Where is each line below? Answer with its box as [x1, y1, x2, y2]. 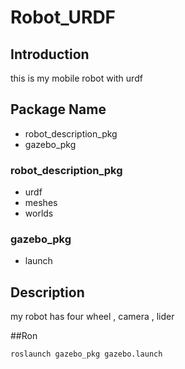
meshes [24, 197, 58, 209]
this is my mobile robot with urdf [10, 72, 143, 84]
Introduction [10, 46, 90, 63]
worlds [24, 207, 54, 220]
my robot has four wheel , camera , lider [10, 311, 175, 323]
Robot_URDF [10, 6, 117, 29]
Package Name [10, 101, 107, 118]
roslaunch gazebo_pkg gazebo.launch [10, 349, 163, 360]
